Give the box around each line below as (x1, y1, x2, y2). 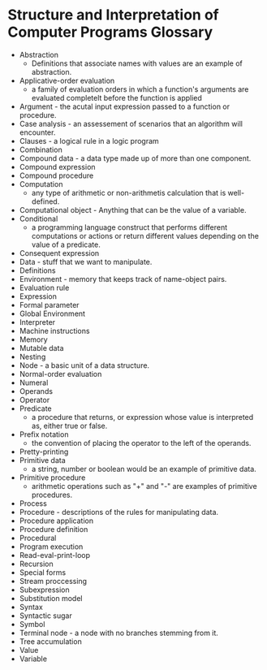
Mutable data (19, 343, 64, 352)
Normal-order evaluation (19, 369, 102, 378)
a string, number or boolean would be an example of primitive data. (31, 464, 256, 473)
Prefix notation (19, 429, 69, 439)
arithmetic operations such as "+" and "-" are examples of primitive (31, 481, 257, 491)
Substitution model (19, 593, 83, 603)
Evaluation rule (19, 283, 70, 292)
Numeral (19, 378, 49, 387)
